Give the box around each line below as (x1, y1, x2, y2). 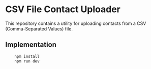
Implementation (5, 41, 57, 49)
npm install (14, 54, 40, 59)
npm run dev (14, 58, 40, 64)
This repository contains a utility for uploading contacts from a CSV (5, 20, 146, 26)
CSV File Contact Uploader (5, 4, 120, 15)
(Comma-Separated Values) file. (5, 25, 73, 31)
